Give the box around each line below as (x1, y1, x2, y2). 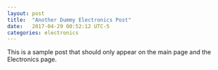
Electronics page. (7, 56, 57, 64)
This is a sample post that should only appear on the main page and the (7, 48, 211, 56)
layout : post (7, 10, 45, 17)
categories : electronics (7, 29, 79, 36)
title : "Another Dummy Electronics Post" (7, 16, 131, 23)
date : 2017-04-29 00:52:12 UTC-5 (7, 23, 110, 30)
